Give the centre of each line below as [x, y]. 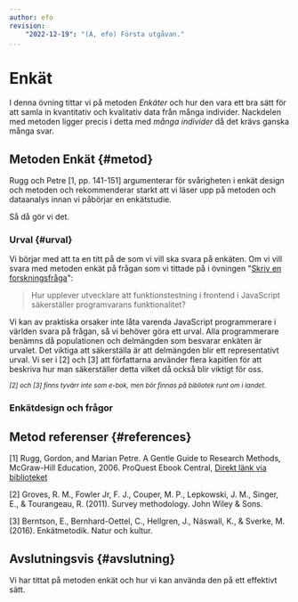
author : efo [31, 17]
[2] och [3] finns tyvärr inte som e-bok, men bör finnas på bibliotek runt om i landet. [138, 386]
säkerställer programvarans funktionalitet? [109, 305]
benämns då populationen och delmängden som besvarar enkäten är [136, 341]
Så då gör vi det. [39, 217]
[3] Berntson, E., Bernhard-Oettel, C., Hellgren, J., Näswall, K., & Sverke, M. [147, 521]
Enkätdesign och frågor [61, 408]
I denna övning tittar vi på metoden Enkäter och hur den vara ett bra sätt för [148, 102]
